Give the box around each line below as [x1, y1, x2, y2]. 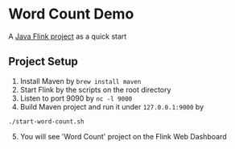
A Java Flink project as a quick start [8, 31, 127, 41]
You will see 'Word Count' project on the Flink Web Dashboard [19, 131, 227, 141]
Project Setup [8, 55, 79, 68]
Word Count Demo [8, 5, 134, 23]
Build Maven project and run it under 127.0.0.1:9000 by [19, 101, 204, 111]
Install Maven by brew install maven [19, 76, 142, 85]
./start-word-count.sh [8, 118, 85, 126]
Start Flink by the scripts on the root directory [19, 85, 171, 94]
